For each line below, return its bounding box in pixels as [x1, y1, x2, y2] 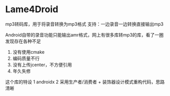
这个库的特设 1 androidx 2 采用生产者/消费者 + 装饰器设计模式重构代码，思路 [5, 79, 165, 85]
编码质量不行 [12, 55, 40, 61]
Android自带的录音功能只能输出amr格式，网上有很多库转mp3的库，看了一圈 [5, 31, 164, 38]
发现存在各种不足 [5, 38, 41, 44]
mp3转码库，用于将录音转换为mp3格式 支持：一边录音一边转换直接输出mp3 [5, 21, 164, 27]
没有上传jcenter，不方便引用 [12, 61, 72, 68]
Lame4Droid [5, 4, 58, 15]
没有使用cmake [12, 49, 45, 55]
